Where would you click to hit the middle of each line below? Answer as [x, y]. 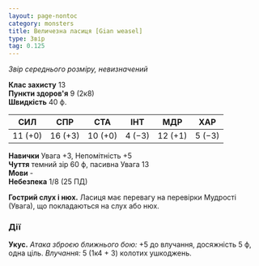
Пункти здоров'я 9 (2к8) [51, 93]
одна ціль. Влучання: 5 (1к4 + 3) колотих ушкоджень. [100, 253]
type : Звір [27, 39]
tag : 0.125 [27, 46]
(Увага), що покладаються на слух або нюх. [84, 206]
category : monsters [41, 24]
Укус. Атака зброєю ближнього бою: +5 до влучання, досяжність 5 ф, [130, 245]
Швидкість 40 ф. [38, 102]
